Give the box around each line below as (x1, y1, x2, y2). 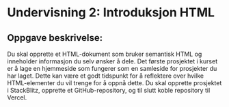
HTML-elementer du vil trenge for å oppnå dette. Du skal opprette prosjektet (7, 79, 222, 87)
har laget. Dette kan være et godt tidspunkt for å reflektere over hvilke (7, 72, 204, 80)
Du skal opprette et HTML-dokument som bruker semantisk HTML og (7, 50, 202, 58)
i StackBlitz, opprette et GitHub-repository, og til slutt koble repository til (7, 87, 211, 94)
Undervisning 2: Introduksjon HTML (7, 5, 215, 20)
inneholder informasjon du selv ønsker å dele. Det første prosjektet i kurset (7, 57, 217, 65)
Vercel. (7, 93, 27, 102)
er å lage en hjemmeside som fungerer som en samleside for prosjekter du (7, 65, 217, 72)
